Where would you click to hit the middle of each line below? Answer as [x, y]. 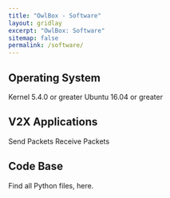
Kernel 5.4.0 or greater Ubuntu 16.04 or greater [86, 97]
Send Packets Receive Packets [59, 141]
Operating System [55, 78]
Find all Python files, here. [51, 185]
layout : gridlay [35, 23]
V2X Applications [53, 122]
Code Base [36, 166]
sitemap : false [34, 38]
